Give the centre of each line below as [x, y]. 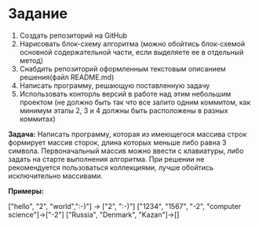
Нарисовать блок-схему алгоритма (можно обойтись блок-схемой [132, 43]
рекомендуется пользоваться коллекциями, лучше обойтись [111, 167]
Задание [38, 14]
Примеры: [26, 191]
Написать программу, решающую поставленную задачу [115, 85]
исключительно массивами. [56, 176]
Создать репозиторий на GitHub [73, 35]
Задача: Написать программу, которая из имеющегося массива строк [128, 134]
